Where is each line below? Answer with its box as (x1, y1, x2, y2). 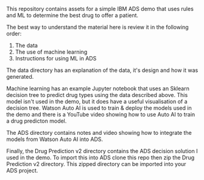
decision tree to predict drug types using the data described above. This (6, 92, 188, 98)
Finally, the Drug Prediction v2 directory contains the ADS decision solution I (6, 148, 198, 154)
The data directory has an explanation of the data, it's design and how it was (6, 67, 199, 74)
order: (6, 30, 22, 37)
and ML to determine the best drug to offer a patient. (6, 12, 139, 19)
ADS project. (6, 167, 38, 174)
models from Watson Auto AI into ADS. (6, 135, 104, 143)
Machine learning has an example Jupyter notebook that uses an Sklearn (6, 85, 190, 92)
